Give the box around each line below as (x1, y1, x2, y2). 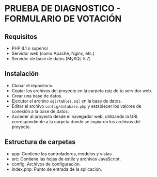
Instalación (4, 70, 39, 78)
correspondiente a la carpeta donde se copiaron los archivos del (11, 118, 141, 124)
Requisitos (4, 32, 37, 41)
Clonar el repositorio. (11, 82, 54, 88)
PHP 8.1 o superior (11, 46, 49, 51)
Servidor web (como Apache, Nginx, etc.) (11, 50, 95, 56)
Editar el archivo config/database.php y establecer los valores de (11, 103, 141, 109)
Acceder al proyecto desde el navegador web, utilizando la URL (11, 113, 139, 119)
